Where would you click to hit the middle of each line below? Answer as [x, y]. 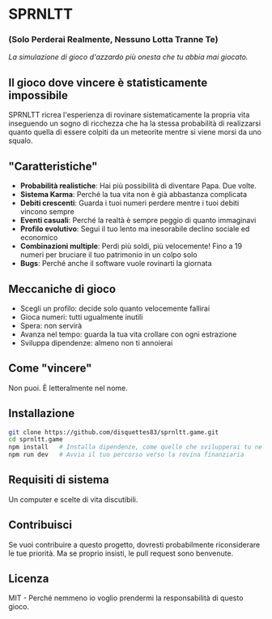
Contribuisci [40, 525]
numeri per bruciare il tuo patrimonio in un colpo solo [108, 255]
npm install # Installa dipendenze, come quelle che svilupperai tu [130, 447]
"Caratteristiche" [53, 166]
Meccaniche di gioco [62, 289]
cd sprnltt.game [36, 440]
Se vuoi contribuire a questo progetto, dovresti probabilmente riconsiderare [134, 544]
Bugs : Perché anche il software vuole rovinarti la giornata [116, 264]
